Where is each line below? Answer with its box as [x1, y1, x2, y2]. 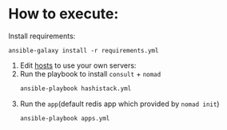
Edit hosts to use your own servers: [19, 61, 137, 70]
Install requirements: [8, 31, 76, 41]
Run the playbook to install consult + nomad [19, 69, 161, 78]
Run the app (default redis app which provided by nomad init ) [19, 99, 220, 108]
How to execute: [8, 5, 119, 23]
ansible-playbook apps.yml [19, 114, 110, 122]
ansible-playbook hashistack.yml [19, 85, 132, 93]
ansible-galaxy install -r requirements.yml [8, 46, 159, 54]
